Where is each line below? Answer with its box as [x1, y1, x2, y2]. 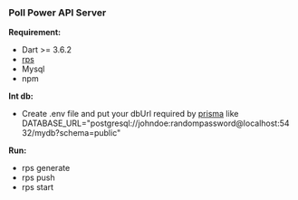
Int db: [8, 90, 34, 101]
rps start [21, 182, 54, 193]
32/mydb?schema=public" [21, 128, 121, 138]
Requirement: [8, 27, 62, 38]
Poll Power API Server [8, 6, 107, 19]
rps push [21, 172, 55, 183]
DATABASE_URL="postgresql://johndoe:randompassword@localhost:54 [21, 118, 291, 129]
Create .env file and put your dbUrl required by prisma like [21, 109, 239, 119]
